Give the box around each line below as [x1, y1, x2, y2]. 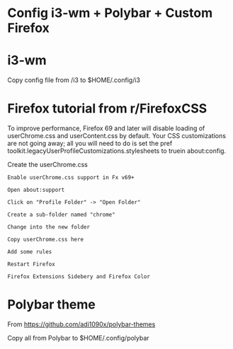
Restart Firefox [7, 261, 55, 268]
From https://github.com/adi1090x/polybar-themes [7, 320, 156, 328]
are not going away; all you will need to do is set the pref [7, 139, 173, 148]
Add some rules [7, 248, 52, 256]
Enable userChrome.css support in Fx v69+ [7, 174, 135, 181]
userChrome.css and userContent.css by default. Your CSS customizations [7, 132, 227, 140]
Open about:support [7, 186, 65, 194]
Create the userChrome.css [7, 161, 89, 169]
